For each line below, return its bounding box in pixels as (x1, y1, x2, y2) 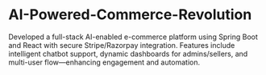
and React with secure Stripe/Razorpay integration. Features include (8, 40, 235, 49)
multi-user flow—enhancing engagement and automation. (8, 57, 201, 67)
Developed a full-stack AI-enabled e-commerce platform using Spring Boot (8, 32, 258, 41)
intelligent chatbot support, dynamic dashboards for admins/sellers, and (8, 49, 248, 58)
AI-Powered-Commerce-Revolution (8, 6, 252, 24)
